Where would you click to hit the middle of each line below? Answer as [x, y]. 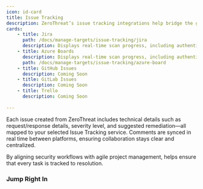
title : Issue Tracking [35, 18]
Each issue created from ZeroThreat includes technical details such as [94, 119]
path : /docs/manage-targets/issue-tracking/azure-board [94, 62]
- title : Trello [38, 91]
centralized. [21, 145]
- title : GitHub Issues [47, 68]
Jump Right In [27, 179]
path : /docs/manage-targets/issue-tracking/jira [85, 40]
